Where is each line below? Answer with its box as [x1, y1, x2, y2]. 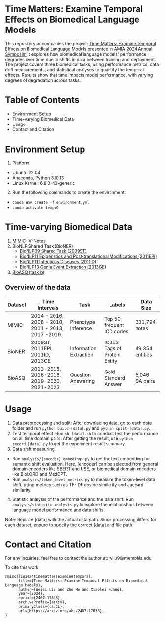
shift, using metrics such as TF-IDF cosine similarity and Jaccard [12, 481, 144, 488]
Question [70, 372, 91, 378]
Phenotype [70, 318, 96, 325]
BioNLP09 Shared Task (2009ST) [19, 248, 87, 254]
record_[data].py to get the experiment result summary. [12, 440, 126, 446]
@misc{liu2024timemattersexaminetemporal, [5, 574, 93, 579]
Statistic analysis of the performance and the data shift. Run [12, 496, 134, 502]
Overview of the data [5, 283, 71, 292]
